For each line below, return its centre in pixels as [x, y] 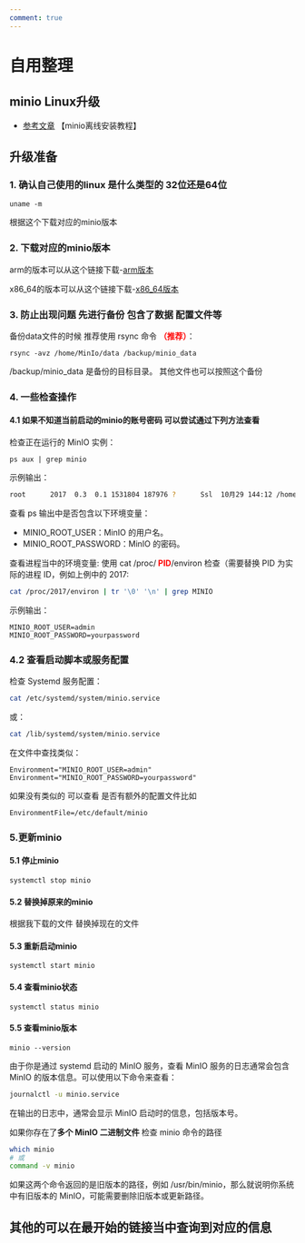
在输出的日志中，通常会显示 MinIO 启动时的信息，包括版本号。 [126, 1112]
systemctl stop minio [50, 880]
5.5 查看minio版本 [43, 1028]
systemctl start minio [52, 966]
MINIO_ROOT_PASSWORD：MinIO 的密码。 [103, 543]
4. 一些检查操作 [43, 397]
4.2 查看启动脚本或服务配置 [69, 659]
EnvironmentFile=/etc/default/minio [79, 813]
